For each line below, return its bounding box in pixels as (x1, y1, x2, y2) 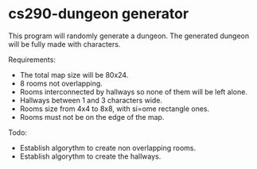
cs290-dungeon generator (8, 5, 189, 23)
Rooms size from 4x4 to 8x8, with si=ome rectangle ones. (19, 104, 210, 113)
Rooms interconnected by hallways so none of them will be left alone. (19, 86, 248, 96)
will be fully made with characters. (8, 39, 121, 48)
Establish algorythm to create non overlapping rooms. (19, 143, 197, 152)
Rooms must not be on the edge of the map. (19, 112, 165, 121)
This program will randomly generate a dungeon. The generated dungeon (8, 31, 249, 40)
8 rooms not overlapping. (19, 79, 103, 88)
